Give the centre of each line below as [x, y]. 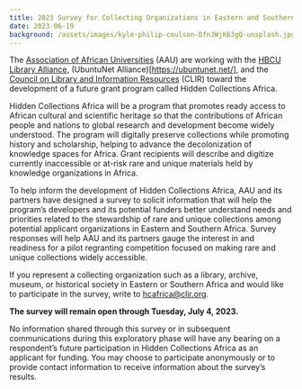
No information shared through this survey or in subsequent [120, 329]
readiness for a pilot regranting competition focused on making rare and [142, 248]
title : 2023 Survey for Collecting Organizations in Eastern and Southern [152, 18]
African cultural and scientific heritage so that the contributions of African [146, 116]
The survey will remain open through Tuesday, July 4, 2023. [124, 312]
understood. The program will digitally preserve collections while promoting [149, 135]
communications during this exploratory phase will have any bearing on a [145, 339]
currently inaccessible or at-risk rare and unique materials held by [131, 164]
